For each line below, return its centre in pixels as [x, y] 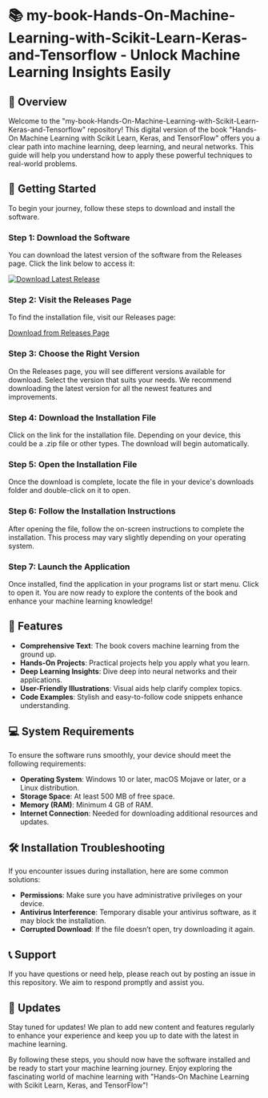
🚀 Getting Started [52, 189]
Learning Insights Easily [90, 72]
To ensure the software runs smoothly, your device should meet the [120, 754]
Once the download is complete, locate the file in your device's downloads [131, 482]
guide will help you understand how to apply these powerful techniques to [130, 155]
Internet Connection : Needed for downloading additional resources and [139, 813]
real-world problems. [43, 164]
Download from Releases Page [59, 333]
